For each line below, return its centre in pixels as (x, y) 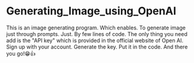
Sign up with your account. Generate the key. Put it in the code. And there (97, 47)
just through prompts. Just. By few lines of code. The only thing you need (97, 34)
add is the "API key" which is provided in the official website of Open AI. (95, 40)
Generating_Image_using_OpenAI (91, 11)
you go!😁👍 (21, 53)
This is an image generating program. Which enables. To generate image (96, 28)
